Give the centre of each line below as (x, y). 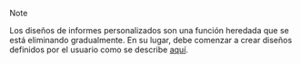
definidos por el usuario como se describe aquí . (99, 50)
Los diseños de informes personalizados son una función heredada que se (149, 30)
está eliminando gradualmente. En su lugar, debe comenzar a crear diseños (151, 40)
